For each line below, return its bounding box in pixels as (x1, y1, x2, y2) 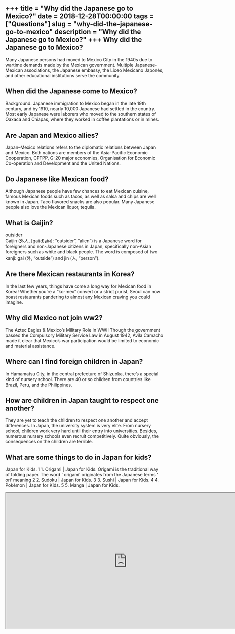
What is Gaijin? (5, 218, 53, 227)
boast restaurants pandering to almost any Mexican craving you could (5, 294, 150, 300)
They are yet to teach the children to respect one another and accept (5, 417, 148, 423)
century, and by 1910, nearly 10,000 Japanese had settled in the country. (5, 105, 156, 112)
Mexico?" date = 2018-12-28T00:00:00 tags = (5, 12, 154, 21)
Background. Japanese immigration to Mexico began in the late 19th (5, 100, 146, 106)
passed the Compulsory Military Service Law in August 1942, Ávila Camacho (5, 332, 164, 338)
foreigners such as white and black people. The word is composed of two (5, 249, 158, 255)
